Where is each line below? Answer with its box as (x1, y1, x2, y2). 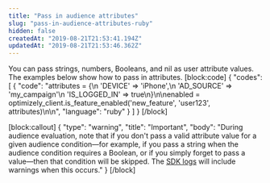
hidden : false (8, 27, 56, 35)
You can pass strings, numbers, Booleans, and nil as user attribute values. (8, 64, 254, 73)
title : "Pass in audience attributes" (8, 11, 139, 20)
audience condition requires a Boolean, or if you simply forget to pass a (8, 148, 246, 158)
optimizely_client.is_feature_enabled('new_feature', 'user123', (8, 98, 211, 108)
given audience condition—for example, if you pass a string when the (8, 139, 239, 149)
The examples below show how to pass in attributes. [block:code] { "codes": (8, 73, 263, 82)
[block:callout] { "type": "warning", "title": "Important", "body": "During (8, 123, 243, 132)
